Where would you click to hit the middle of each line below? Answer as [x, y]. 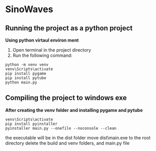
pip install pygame [26, 73]
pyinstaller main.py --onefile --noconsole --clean [61, 128]
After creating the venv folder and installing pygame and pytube [74, 110]
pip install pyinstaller [31, 124]
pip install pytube [26, 78]
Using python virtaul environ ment [42, 40]
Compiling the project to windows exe [66, 98]
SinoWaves [29, 9]
